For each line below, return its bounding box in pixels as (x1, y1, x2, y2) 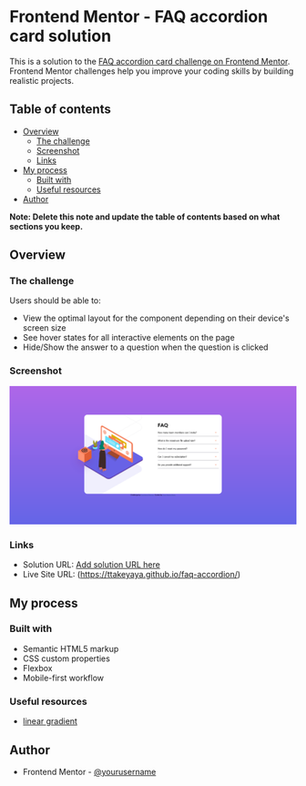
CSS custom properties (22, 653, 111, 664)
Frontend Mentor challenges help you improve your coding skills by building (9, 66, 294, 77)
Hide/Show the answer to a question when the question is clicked (22, 342, 269, 352)
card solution (9, 26, 112, 46)
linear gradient (22, 716, 77, 727)
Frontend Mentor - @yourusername (22, 766, 157, 777)
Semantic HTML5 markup (22, 643, 119, 654)
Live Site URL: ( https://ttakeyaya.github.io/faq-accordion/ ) (22, 569, 241, 580)
